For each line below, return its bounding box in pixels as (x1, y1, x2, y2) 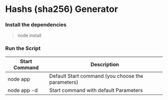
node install (17, 32, 41, 38)
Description (90, 61, 119, 68)
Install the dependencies (5, 21, 66, 28)
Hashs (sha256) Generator (5, 3, 118, 15)
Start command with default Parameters (49, 87, 143, 94)
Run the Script (5, 45, 41, 52)
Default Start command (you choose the (49, 72, 143, 79)
